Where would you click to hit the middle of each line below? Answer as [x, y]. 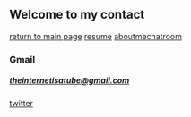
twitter [22, 103]
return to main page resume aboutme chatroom [95, 36]
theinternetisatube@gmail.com [69, 80]
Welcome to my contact [77, 15]
